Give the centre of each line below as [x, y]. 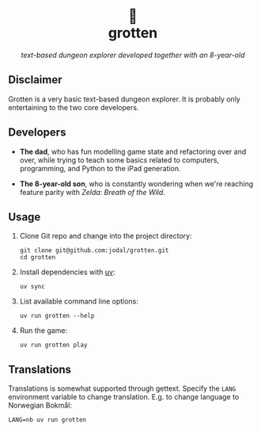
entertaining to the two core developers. [74, 107]
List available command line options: [79, 301]
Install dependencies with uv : [67, 272]
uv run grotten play [53, 345]
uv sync [32, 287]
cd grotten [38, 258]
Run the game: [43, 331]
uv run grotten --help [57, 316]
